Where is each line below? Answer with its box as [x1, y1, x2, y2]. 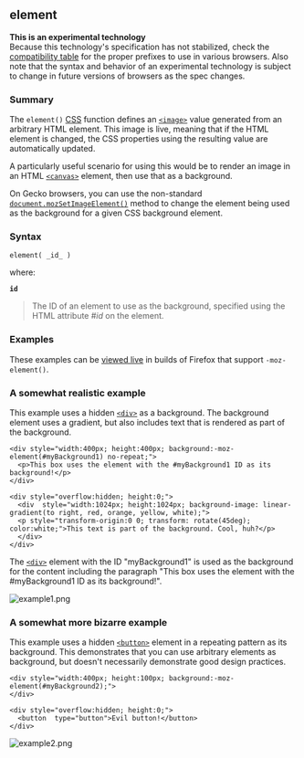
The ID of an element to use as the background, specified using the [31, 300, 286, 311]
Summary [9, 93, 55, 106]
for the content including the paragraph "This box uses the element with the [9, 566, 295, 576]
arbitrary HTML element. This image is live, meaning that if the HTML [9, 123, 269, 135]
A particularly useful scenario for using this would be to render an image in [9, 161, 290, 172]
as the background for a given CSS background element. [9, 207, 224, 218]
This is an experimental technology [9, 31, 146, 42]
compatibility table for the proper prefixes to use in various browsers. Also [9, 50, 289, 62]
